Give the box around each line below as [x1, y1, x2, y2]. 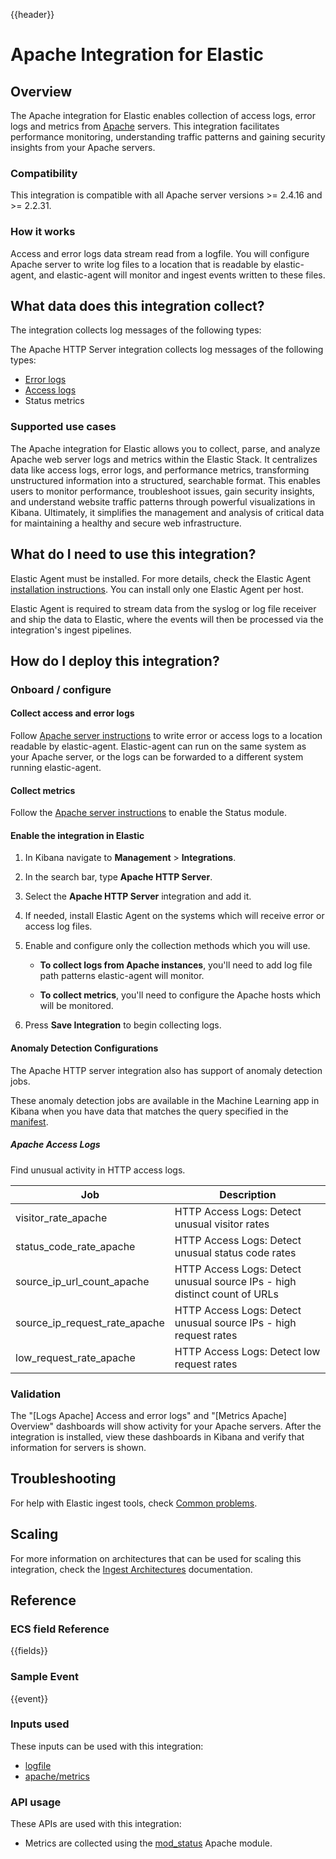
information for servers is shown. [10, 1441, 147, 1453]
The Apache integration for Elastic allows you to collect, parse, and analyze [10, 442, 321, 454]
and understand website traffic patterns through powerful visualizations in [10, 495, 316, 508]
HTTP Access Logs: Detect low [174, 1344, 321, 1358]
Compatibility [10, 166, 78, 180]
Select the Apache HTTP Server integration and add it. [24, 890, 252, 903]
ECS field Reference [10, 1622, 110, 1636]
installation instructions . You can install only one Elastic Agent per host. [10, 583, 304, 595]
